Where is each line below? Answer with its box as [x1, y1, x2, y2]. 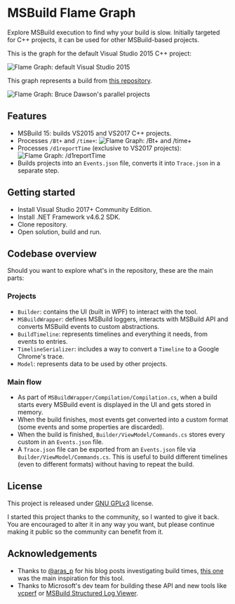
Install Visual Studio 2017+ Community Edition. [17, 205, 152, 213]
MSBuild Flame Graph [7, 5, 136, 21]
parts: [7, 274, 25, 282]
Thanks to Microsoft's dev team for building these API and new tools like [17, 581, 227, 590]
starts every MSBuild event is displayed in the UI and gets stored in [17, 400, 212, 408]
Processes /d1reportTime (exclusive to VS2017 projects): [17, 144, 182, 152]
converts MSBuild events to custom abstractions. [17, 322, 160, 330]
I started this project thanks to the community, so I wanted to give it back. [7, 512, 220, 521]
